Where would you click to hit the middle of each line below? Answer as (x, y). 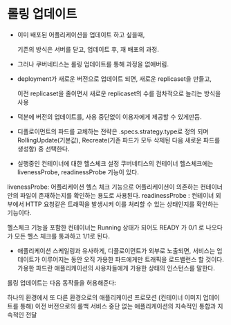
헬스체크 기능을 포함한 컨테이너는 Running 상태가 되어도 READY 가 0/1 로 (106, 227)
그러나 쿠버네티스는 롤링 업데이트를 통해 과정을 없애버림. (93, 64)
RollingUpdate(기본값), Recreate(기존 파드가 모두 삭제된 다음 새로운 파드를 (119, 140)
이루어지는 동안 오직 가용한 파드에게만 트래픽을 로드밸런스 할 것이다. (133, 259)
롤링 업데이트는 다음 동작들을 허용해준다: (62, 282)
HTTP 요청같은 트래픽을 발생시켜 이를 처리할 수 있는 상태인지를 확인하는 (122, 204)
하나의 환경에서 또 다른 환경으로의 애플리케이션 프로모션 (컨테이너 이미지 (104, 297)
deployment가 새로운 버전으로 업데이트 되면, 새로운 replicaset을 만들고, (114, 78)
